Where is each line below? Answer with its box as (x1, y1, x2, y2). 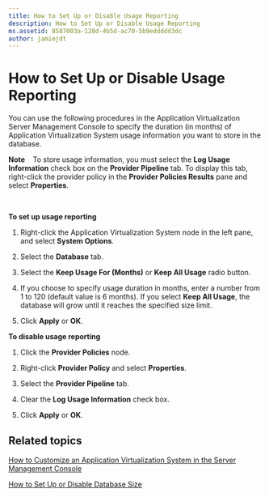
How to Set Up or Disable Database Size (8, 479, 143, 489)
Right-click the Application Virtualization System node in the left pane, (19, 227, 254, 237)
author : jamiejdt (8, 34, 67, 43)
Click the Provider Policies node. (19, 347, 131, 357)
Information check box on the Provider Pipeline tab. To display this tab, (8, 164, 248, 173)
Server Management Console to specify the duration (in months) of (8, 122, 232, 132)
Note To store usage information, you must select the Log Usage (8, 155, 230, 164)
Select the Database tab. (19, 252, 103, 261)
